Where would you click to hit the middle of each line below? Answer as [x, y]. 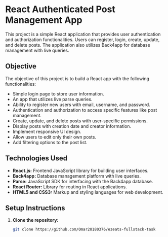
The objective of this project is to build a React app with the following [77, 78]
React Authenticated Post [60, 9]
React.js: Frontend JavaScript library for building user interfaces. [80, 171]
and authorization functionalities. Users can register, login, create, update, [82, 40]
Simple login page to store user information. [58, 94]
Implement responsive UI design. [47, 131]
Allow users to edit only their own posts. [54, 137]
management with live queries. [37, 50]
